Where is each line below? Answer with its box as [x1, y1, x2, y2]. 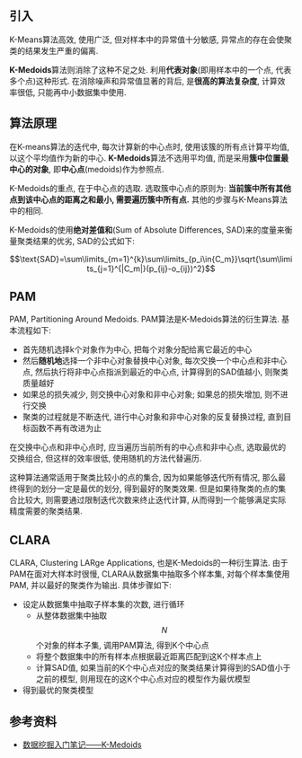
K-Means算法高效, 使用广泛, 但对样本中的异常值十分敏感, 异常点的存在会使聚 [9, 34, 292, 45]
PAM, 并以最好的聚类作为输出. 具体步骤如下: [9, 580, 173, 591]
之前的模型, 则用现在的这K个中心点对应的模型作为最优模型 [35, 674, 251, 684]
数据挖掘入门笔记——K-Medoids [22, 739, 142, 750]
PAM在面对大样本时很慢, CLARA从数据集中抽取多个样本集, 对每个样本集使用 [9, 568, 290, 579]
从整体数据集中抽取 [35, 610, 108, 621]
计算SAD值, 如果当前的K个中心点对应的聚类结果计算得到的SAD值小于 [35, 663, 291, 674]
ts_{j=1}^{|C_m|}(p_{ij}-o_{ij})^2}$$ [86, 263, 216, 274]
